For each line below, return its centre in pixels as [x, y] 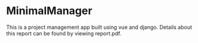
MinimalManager [49, 11]
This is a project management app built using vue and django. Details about [99, 27]
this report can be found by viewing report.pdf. [64, 33]
